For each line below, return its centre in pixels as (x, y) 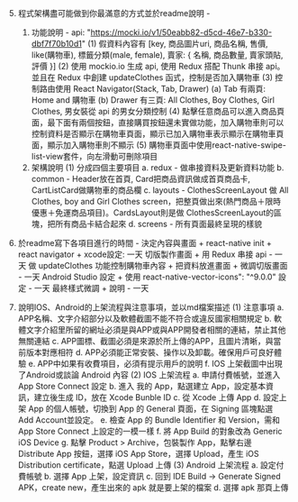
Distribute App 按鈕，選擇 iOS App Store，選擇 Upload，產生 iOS (138, 454)
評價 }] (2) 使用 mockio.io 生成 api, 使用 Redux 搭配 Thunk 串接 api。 (158, 66)
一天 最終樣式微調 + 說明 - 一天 (92, 288)
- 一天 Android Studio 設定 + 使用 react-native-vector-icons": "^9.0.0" (147, 277)
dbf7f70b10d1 (57, 44)
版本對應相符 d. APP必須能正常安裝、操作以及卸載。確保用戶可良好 (150, 352)
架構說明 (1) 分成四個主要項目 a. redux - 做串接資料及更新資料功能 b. (158, 168)
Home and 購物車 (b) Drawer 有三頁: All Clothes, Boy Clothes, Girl (153, 100)
